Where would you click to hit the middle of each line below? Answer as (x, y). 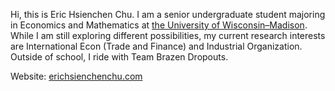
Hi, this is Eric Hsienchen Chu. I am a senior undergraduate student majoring (168, 14)
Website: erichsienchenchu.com (76, 76)
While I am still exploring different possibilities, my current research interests (168, 35)
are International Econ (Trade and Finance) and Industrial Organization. (156, 46)
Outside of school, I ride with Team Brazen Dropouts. (119, 57)
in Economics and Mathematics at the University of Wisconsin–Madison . (159, 25)
